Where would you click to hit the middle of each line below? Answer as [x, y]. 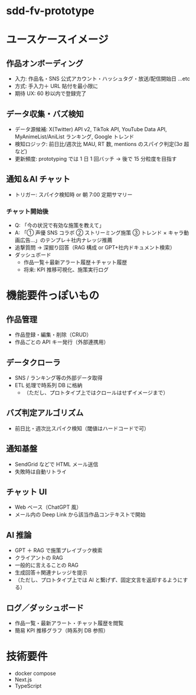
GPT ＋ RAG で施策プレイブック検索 [58, 550]
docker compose [35, 673]
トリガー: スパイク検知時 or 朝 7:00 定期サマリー [73, 194]
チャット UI [27, 492]
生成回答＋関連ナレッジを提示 [51, 573]
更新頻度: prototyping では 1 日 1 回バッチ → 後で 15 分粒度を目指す [96, 159]
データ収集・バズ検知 [45, 114]
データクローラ [33, 363]
